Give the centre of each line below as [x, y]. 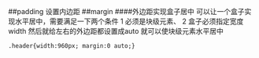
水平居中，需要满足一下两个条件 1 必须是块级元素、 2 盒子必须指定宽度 [129, 21]
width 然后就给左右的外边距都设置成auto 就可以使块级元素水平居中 [116, 31]
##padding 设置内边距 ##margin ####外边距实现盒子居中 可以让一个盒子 [127, 11]
